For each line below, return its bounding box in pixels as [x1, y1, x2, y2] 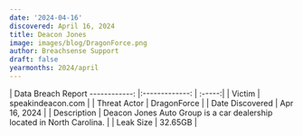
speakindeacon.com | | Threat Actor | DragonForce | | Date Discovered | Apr [9, 97, 294, 108]
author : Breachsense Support [9, 47, 119, 56]
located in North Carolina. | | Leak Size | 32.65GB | [9, 116, 197, 127]
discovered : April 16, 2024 [9, 22, 116, 31]
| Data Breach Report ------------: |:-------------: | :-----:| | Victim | [9, 87, 260, 99]
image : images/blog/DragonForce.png [9, 38, 147, 48]
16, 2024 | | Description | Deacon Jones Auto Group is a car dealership [9, 107, 273, 118]
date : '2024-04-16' [9, 13, 83, 23]
